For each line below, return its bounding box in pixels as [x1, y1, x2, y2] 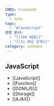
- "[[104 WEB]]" [9, 35, 43, 40]
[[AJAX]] [12, 96, 30, 102]
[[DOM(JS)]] [12, 86, 38, 92]
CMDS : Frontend [5, 7, 36, 12]
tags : [5, 21, 16, 26]
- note [9, 16, 23, 21]
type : [5, 12, 16, 17]
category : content [5, 44, 43, 49]
